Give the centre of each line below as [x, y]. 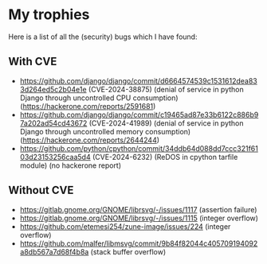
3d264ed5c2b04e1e [53, 89]
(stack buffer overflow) [128, 251]
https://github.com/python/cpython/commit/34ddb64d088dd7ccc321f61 [139, 148]
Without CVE [41, 190]
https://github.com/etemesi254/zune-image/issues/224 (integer [125, 226]
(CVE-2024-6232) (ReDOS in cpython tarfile [165, 157]
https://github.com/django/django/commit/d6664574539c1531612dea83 [138, 80]
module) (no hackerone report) [71, 165]
